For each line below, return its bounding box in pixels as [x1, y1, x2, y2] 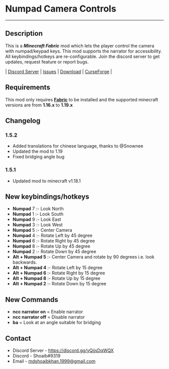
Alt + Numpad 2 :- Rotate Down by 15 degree [12, 281, 107, 287]
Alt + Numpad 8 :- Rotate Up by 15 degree [12, 275, 101, 281]
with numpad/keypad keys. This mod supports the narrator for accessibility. [5, 48, 162, 54]
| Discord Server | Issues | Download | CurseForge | [5, 69, 112, 75]
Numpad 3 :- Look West [12, 222, 63, 228]
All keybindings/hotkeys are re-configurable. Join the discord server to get [5, 53, 160, 59]
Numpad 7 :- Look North [12, 206, 64, 212]
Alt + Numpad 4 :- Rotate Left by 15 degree [12, 265, 103, 271]
